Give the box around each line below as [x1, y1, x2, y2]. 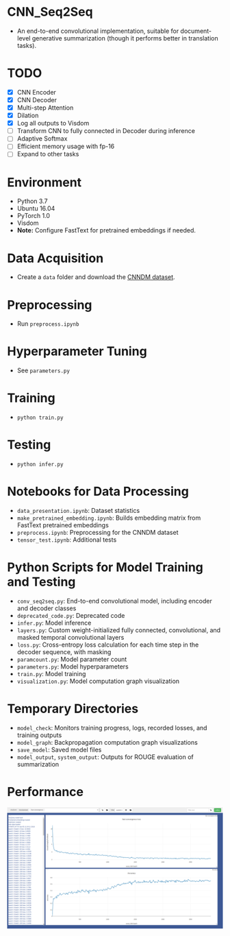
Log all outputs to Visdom [16, 119, 90, 128]
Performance [7, 784, 84, 800]
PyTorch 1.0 [16, 212, 50, 220]
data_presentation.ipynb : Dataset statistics [16, 507, 140, 514]
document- [180, 27, 212, 35]
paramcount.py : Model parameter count [16, 655, 127, 663]
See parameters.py [16, 366, 71, 374]
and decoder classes [16, 604, 77, 612]
